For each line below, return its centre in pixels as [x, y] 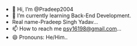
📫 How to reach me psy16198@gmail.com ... [67, 29]
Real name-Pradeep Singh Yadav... [55, 22]
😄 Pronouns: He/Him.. [40, 37]
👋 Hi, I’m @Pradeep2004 [43, 9]
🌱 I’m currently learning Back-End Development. [71, 16]
